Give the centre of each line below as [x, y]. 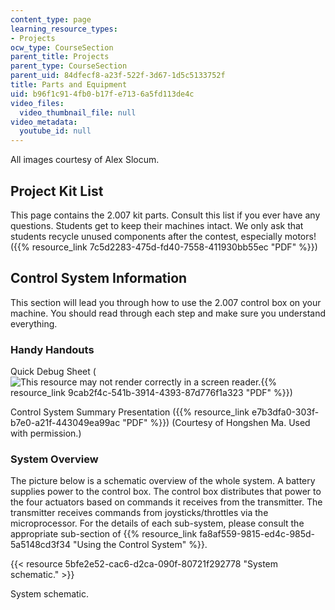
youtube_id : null [55, 131]
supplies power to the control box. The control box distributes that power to [166, 492]
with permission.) [46, 433]
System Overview [54, 459]
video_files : [37, 103]
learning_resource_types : [64, 29]
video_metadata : [44, 122]
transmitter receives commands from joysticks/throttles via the [139, 513]
